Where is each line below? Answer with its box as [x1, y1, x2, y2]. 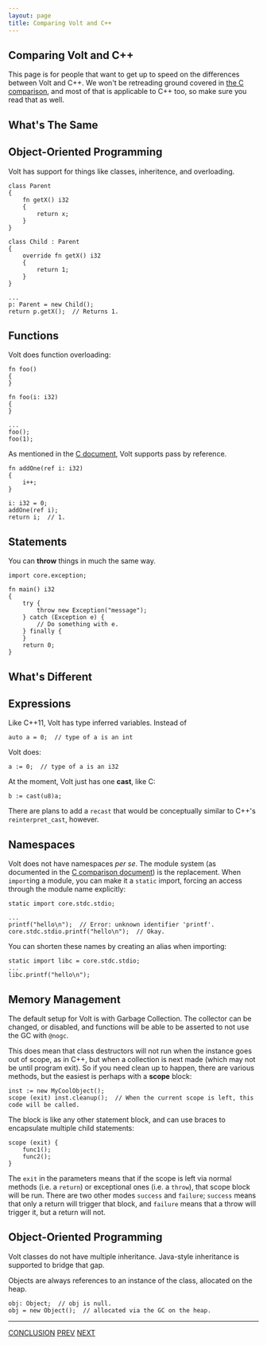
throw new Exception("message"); [37, 606, 148, 614]
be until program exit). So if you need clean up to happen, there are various [8, 1063, 254, 1072]
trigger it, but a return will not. [8, 1207, 106, 1217]
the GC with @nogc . [8, 1030, 69, 1040]
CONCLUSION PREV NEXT [8, 1327, 95, 1337]
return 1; [37, 265, 69, 273]
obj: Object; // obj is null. [8, 1300, 112, 1308]
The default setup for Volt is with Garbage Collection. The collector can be [8, 1014, 252, 1023]
